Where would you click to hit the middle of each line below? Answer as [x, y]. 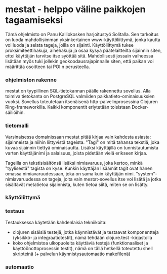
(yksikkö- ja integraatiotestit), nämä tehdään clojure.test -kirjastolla [82, 237]
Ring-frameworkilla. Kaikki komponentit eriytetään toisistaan [68, 107]
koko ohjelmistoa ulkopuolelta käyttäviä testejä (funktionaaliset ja [80, 243]
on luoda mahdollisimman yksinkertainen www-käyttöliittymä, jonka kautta [83, 40]
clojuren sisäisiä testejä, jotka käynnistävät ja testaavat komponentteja [86, 232]
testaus [15, 211]
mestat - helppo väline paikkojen [75, 9]
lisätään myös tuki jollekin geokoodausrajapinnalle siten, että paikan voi [79, 61]
